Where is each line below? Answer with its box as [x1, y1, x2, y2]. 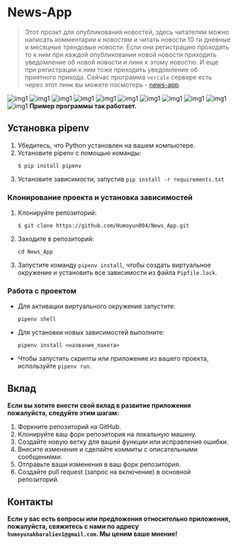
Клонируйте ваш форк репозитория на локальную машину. [17, 430, 197, 439]
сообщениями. [17, 453, 62, 461]
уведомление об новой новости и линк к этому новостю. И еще [24, 57, 219, 66]
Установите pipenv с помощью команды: [17, 148, 142, 157]
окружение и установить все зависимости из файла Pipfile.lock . [17, 269, 217, 277]
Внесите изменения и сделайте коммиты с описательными [17, 445, 198, 454]
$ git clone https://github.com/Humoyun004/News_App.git [17, 223, 190, 230]
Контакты [7, 495, 53, 507]
